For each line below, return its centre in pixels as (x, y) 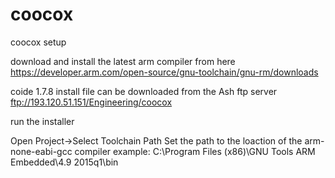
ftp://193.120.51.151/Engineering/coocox (91, 102)
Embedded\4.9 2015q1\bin (64, 162)
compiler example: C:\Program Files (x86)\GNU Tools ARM (195, 151)
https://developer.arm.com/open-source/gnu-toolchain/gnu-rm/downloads (164, 72)
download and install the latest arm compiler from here (123, 61)
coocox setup (38, 42)
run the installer (42, 121)
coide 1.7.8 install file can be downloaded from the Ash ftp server (144, 91)
